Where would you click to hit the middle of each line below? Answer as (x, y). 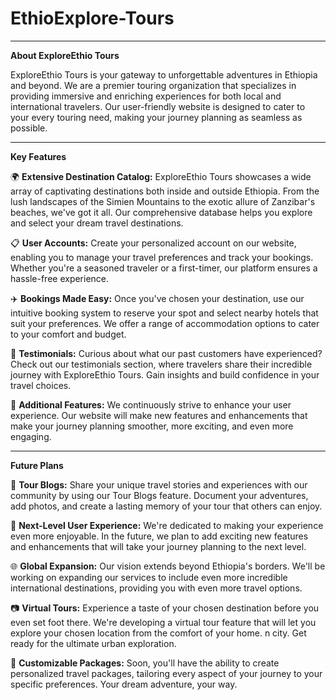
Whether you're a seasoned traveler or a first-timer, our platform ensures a (164, 268)
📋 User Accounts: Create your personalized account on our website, (153, 243)
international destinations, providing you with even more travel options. (156, 588)
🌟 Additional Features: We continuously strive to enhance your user (151, 404)
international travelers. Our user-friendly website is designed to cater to (158, 106)
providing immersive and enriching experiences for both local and (146, 96)
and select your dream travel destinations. (97, 223)
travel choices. (41, 385)
